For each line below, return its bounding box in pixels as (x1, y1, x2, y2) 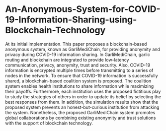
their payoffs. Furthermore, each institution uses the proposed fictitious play (5, 88, 161, 94)
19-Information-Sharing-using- (5, 14, 137, 25)
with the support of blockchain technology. (5, 120, 93, 126)
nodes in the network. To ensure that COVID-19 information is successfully (5, 72, 158, 78)
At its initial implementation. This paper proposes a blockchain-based (5, 41, 147, 47)
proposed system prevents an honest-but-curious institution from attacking (5, 104, 160, 110)
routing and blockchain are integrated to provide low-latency (5, 57, 129, 63)
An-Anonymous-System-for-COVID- (5, 3, 161, 15)
